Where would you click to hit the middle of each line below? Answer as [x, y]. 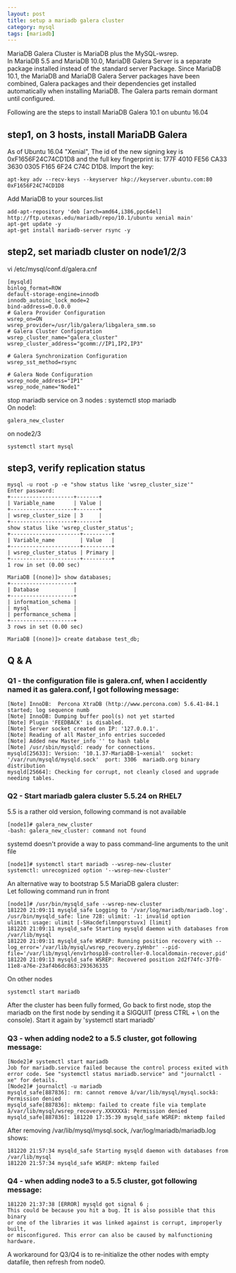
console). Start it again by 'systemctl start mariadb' [81, 1020]
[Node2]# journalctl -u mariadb [55, 1086]
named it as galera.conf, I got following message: [93, 689]
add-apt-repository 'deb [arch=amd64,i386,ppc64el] [85, 212]
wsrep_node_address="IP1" [45, 381]
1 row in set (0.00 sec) [44, 565]
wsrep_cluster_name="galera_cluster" [63, 337]
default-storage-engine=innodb [53, 294]
